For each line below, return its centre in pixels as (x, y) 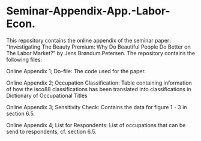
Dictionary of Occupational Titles (47, 95)
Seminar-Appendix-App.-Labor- (88, 11)
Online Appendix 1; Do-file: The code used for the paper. (76, 71)
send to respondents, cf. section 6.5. (52, 131)
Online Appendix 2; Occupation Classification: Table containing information (99, 83)
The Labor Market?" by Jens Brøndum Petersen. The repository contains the (101, 53)
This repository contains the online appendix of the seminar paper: (88, 40)
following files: (24, 59)
